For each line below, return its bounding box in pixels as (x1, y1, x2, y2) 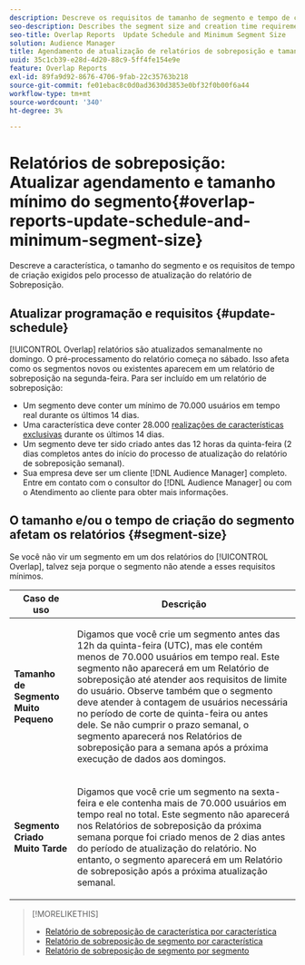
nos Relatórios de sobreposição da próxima (76, 819, 262, 832)
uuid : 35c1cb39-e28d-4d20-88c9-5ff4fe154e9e (9, 55, 181, 64)
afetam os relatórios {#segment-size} (9, 527, 228, 542)
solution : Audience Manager (9, 38, 116, 48)
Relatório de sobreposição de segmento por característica (44, 935, 263, 946)
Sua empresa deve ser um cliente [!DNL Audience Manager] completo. (22, 468, 288, 478)
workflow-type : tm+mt (9, 89, 92, 98)
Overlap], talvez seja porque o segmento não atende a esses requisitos (9, 560, 276, 571)
